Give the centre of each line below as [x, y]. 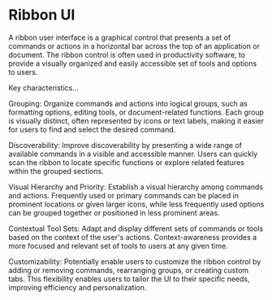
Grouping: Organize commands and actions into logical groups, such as [128, 103]
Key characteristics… [44, 88]
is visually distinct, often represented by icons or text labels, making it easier [136, 120]
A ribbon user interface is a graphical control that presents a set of [120, 37]
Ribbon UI [42, 15]
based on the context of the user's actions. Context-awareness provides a [133, 237]
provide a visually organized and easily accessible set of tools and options [133, 63]
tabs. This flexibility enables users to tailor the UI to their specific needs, [129, 279]
